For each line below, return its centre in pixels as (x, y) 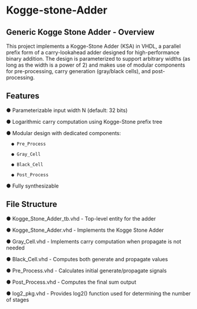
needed (15, 248)
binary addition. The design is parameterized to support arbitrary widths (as (98, 59)
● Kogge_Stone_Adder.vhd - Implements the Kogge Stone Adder (85, 230)
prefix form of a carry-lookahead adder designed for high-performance (93, 52)
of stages (18, 300)
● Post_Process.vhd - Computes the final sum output (71, 282)
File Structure (32, 204)
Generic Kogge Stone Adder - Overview (81, 32)
